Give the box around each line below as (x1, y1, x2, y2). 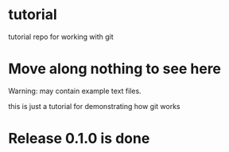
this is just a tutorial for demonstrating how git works (8, 101, 180, 111)
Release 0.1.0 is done (8, 130, 150, 148)
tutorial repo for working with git (8, 32, 114, 41)
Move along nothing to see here (8, 60, 221, 78)
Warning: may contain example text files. (8, 86, 142, 95)
